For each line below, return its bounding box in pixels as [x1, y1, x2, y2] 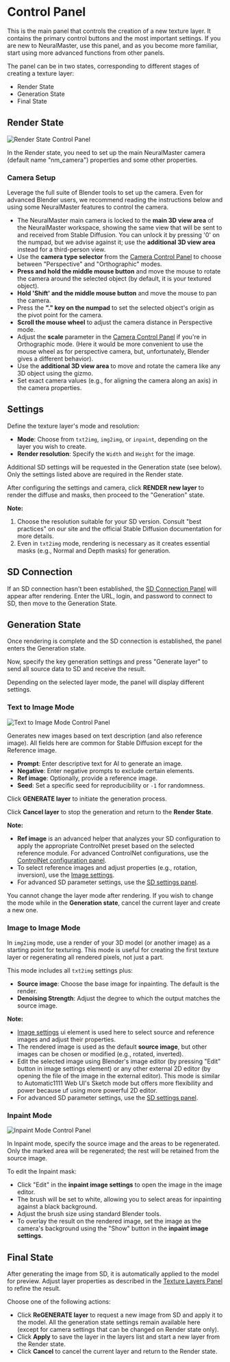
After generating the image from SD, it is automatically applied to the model [7, 1269, 219, 1278]
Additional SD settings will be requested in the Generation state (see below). [7, 463, 222, 471]
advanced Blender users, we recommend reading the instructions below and [7, 196, 223, 204]
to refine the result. [7, 1285, 61, 1293]
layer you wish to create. [16, 442, 87, 450]
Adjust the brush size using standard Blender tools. [16, 1210, 162, 1218]
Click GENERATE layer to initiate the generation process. [7, 794, 168, 803]
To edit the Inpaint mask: [7, 1167, 77, 1176]
